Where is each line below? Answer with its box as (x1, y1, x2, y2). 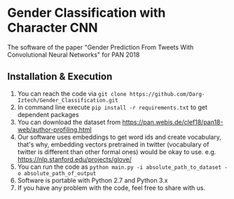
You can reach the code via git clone (17, 89, 127, 97)
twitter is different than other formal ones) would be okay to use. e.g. (17, 147, 216, 156)
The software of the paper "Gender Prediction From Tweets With (7, 43, 194, 51)
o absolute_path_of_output (17, 170, 97, 177)
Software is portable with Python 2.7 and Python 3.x (17, 176, 168, 184)
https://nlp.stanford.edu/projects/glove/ (17, 155, 132, 163)
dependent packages (17, 110, 79, 118)
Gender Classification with (7, 5, 166, 21)
